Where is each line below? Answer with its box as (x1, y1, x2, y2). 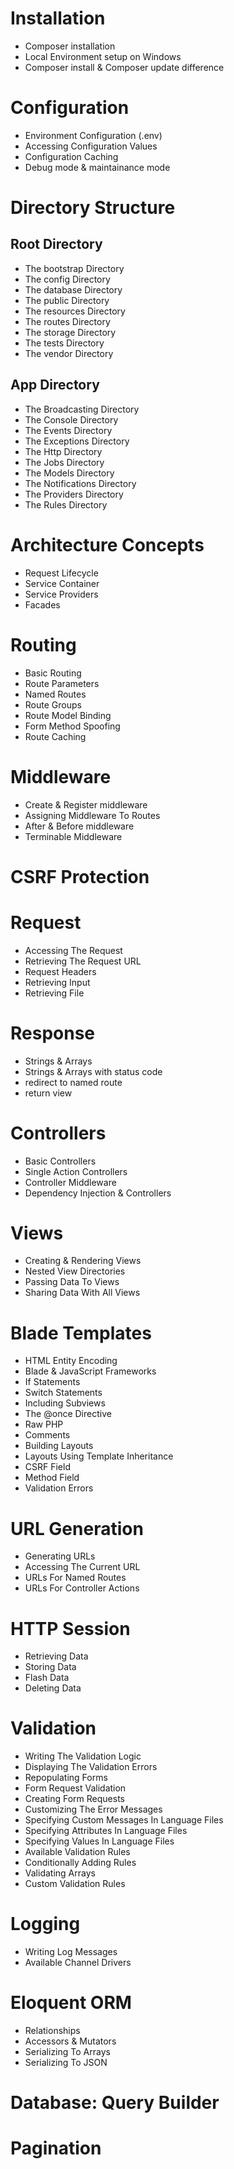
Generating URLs (24, 1550, 96, 1562)
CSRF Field (24, 1461, 71, 1473)
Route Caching (24, 730, 87, 742)
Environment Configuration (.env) (24, 129, 163, 141)
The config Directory (24, 273, 111, 285)
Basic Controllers (24, 1155, 97, 1167)
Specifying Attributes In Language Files (24, 1825, 188, 1837)
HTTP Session (10, 1617, 131, 1640)
